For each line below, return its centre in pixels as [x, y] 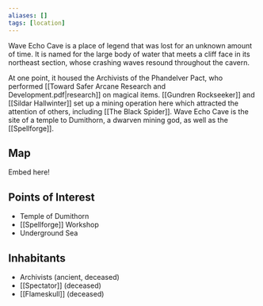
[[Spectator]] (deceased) [60, 285]
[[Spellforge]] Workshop [59, 225]
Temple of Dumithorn [54, 216]
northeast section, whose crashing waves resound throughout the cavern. [129, 62]
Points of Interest [51, 197]
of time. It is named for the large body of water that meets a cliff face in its [130, 54]
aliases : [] [28, 15]
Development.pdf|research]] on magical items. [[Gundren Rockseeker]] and [131, 94]
